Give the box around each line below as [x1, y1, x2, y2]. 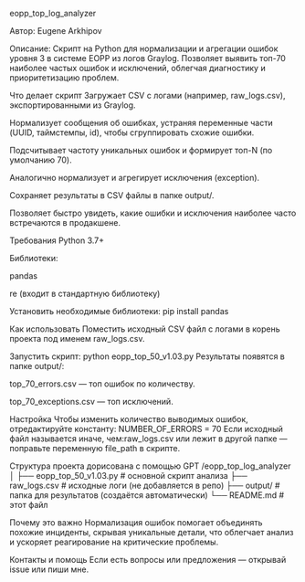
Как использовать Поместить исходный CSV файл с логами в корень [9, 323, 280, 334]
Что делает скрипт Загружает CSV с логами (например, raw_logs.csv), [9, 90, 286, 101]
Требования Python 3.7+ [9, 235, 105, 246]
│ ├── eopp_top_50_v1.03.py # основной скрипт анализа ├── [9, 471, 248, 481]
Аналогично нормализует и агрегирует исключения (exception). [9, 173, 260, 183]
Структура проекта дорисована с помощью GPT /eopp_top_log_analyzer [9, 460, 291, 471]
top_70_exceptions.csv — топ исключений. [9, 397, 174, 407]
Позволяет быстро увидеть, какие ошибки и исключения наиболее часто [9, 207, 297, 218]
